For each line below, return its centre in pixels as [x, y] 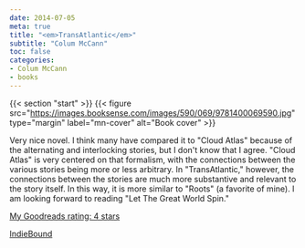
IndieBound [31, 233]
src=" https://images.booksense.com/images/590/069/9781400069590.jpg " [152, 113]
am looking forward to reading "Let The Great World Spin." [120, 198]
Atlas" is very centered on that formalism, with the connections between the [152, 160]
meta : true [30, 26]
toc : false [30, 52]
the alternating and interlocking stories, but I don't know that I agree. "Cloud [152, 150]
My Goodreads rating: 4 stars [65, 216]
